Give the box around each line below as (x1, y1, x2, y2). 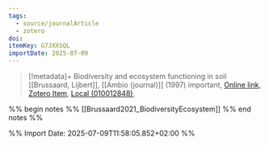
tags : (8, 11, 27, 20)
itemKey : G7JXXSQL (8, 42, 70, 50)
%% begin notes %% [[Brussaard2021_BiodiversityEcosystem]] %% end (8, 104, 252, 114)
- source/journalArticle (15, 19, 99, 27)
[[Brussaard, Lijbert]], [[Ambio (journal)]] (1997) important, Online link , (27, 80, 261, 90)
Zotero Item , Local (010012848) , (27, 89, 136, 98)
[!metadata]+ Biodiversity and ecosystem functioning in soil (27, 72, 227, 81)
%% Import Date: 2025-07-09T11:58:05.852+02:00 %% (8, 128, 195, 138)
